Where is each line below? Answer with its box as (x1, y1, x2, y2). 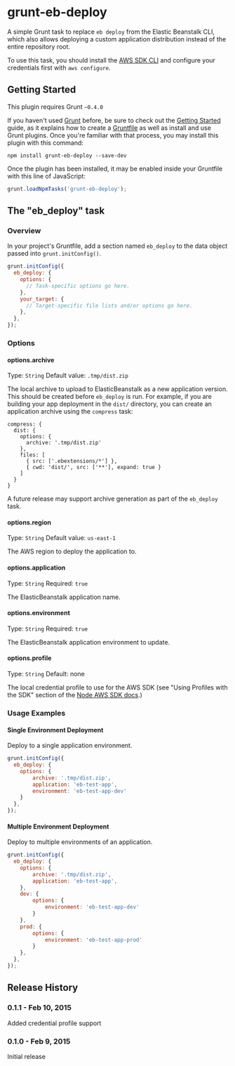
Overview (7, 225, 41, 235)
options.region (7, 518, 51, 527)
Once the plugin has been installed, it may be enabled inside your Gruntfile (7, 164, 223, 173)
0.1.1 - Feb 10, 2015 (7, 1003, 72, 1013)
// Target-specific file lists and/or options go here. (25, 302, 193, 309)
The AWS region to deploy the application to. (7, 547, 137, 555)
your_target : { (20, 296, 65, 303)
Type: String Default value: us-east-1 (7, 534, 116, 542)
